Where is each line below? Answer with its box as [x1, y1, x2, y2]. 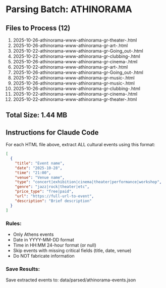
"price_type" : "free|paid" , [15, 189, 74, 194]
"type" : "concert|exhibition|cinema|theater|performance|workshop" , [15, 180, 162, 185]
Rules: [6, 220, 22, 227]
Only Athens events [13, 231, 54, 237]
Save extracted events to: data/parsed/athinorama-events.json [6, 277, 136, 283]
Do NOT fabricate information [13, 253, 75, 259]
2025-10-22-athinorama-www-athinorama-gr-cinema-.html [13, 91, 138, 97]
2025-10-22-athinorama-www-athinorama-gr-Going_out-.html [13, 48, 143, 54]
